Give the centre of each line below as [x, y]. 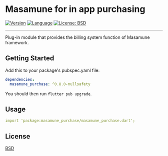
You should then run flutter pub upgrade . [48, 94]
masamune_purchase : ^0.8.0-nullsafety [50, 84]
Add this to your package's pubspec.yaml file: [52, 70]
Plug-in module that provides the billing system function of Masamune [77, 37]
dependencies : [20, 79]
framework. [17, 42]
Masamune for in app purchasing [75, 9]
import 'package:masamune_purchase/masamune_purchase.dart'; [70, 121]
